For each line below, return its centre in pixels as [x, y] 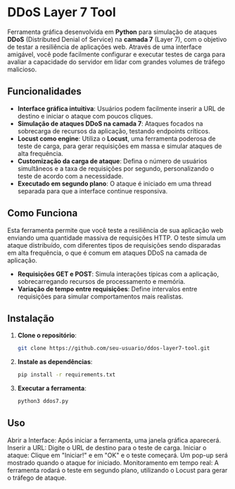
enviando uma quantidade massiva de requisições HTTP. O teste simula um [117, 238]
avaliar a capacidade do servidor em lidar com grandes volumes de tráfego [116, 61]
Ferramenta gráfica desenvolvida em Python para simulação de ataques [112, 32]
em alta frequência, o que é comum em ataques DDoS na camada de [107, 253]
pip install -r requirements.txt [66, 375]
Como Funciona [43, 213]
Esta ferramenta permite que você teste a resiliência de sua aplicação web [115, 230]
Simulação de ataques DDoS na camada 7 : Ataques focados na [110, 123]
